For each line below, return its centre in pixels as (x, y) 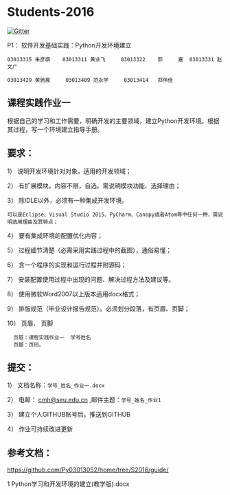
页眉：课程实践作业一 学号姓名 (52, 338)
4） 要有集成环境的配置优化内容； (55, 235)
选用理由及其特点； (35, 222)
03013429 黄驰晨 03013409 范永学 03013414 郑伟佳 (90, 80)
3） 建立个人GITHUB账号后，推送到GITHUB (69, 415)
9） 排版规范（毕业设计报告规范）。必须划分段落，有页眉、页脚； (99, 308)
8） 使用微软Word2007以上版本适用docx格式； (74, 294)
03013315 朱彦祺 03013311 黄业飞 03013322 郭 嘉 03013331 (111, 59)
